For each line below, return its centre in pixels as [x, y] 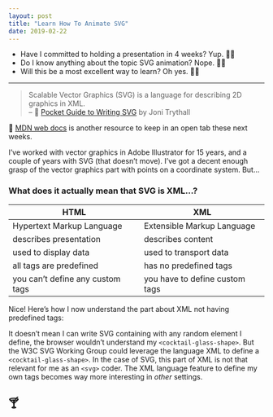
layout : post [30, 16]
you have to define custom [194, 279]
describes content [178, 239]
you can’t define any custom [67, 279]
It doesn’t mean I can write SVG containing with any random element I [125, 333]
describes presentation [57, 239]
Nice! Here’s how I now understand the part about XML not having [119, 309]
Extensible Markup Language [199, 226]
